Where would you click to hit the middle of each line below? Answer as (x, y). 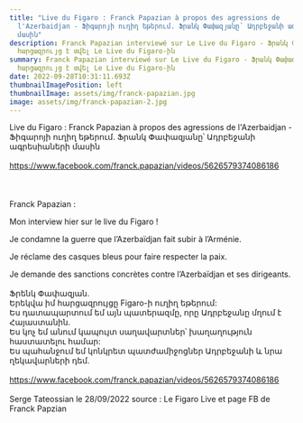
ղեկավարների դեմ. (50, 361)
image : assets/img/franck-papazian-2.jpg (88, 102)
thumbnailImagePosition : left (66, 85)
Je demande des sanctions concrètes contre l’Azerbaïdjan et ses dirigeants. (150, 274)
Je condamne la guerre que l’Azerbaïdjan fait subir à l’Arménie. (125, 240)
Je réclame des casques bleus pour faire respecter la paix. (119, 257)
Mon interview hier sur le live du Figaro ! (84, 221)
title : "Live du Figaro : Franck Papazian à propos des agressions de (145, 18)
